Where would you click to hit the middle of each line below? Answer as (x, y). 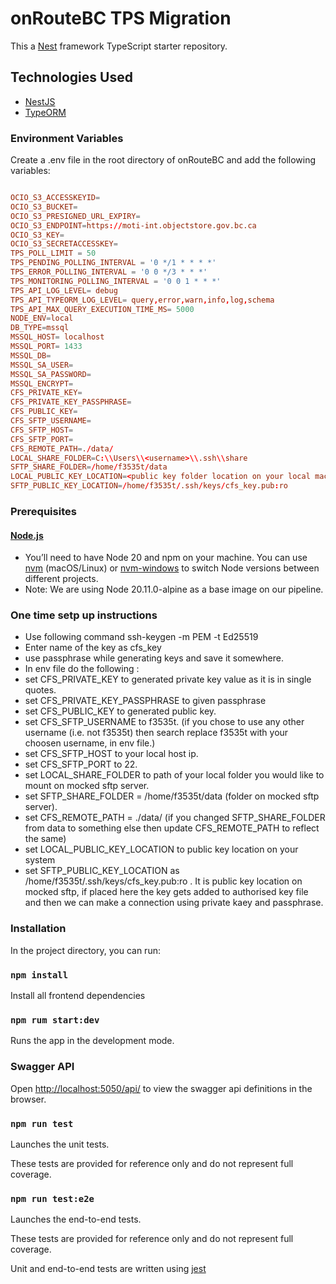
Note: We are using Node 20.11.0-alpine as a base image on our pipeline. (174, 589)
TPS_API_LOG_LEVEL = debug (64, 290)
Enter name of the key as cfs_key (93, 648)
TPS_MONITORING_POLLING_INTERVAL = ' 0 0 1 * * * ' (116, 281)
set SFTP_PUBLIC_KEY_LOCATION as (102, 871)
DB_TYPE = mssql (40, 328)
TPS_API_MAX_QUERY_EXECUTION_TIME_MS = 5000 (102, 309)
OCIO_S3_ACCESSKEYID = (55, 198)
